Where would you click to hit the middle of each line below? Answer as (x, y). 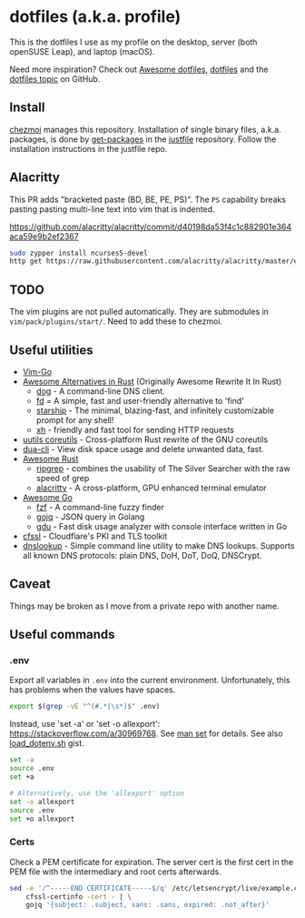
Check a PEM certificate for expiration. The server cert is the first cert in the (152, 862)
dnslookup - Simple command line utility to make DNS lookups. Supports (158, 545)
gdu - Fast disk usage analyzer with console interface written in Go (162, 526)
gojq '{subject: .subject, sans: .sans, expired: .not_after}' (148, 905)
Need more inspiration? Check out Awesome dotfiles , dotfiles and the (139, 69)
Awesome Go (47, 497)
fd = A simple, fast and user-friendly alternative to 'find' (140, 400)
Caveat (30, 584)
